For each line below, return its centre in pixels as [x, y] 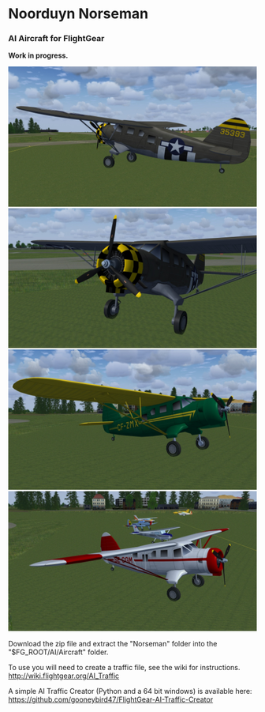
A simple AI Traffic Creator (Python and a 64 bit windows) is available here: [130, 691]
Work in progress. [38, 55]
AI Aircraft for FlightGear [56, 39]
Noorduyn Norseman [78, 14]
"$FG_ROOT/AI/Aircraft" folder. [58, 652]
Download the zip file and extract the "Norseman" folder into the [113, 644]
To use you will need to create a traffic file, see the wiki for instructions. [124, 668]
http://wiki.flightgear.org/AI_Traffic [64, 676]
